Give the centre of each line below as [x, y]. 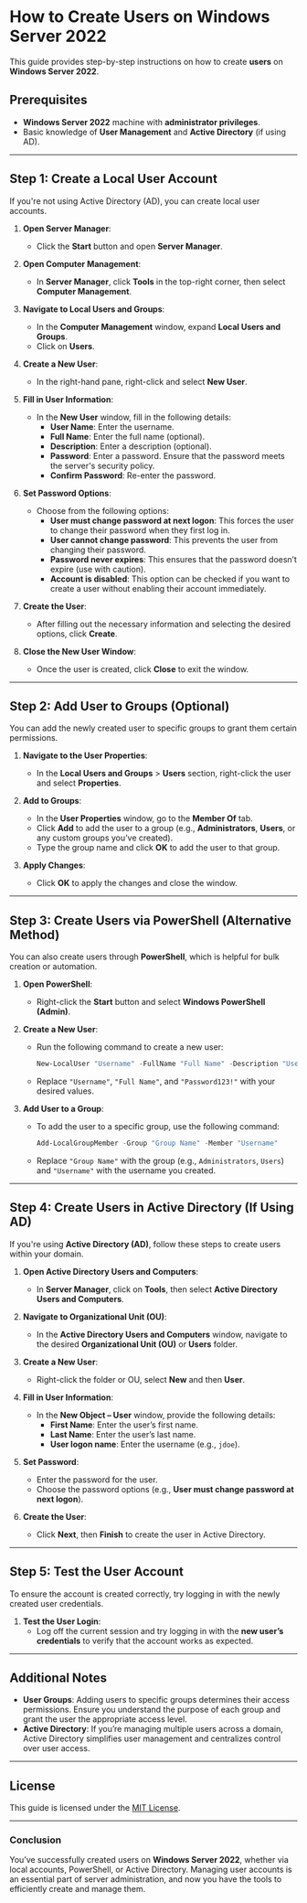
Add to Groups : [52, 801]
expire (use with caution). [98, 569]
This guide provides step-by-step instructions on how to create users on [146, 61]
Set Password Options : [67, 493]
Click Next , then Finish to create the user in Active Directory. [151, 1534]
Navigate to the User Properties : [85, 755]
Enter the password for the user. [97, 1480]
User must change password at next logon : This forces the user [172, 520]
